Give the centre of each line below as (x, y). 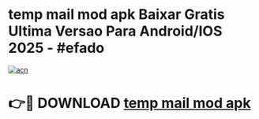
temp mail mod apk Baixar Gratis (116, 15)
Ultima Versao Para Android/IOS (115, 31)
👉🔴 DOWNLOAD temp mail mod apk (129, 103)
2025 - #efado (56, 48)
